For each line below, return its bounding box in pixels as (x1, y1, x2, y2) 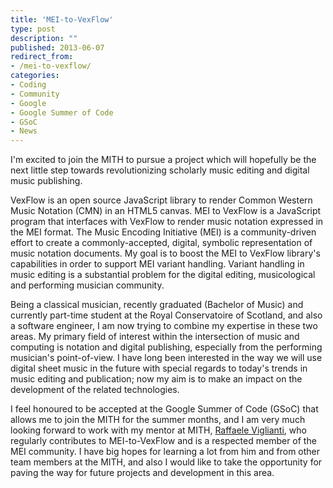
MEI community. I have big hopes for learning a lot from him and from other (10, 446, 321, 458)
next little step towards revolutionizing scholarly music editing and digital (10, 164, 310, 176)
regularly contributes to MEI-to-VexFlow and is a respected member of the (10, 435, 317, 447)
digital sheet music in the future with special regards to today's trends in (10, 362, 308, 375)
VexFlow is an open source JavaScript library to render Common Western (10, 194, 313, 206)
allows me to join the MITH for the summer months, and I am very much (10, 414, 306, 426)
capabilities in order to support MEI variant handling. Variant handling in (10, 258, 305, 270)
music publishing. (10, 175, 83, 187)
